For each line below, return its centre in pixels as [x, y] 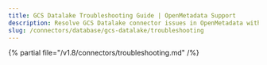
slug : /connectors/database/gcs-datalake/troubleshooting [106, 30]
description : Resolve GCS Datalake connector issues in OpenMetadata [126, 23]
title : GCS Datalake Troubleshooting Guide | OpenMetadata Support [122, 15]
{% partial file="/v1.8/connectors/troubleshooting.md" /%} [104, 53]
